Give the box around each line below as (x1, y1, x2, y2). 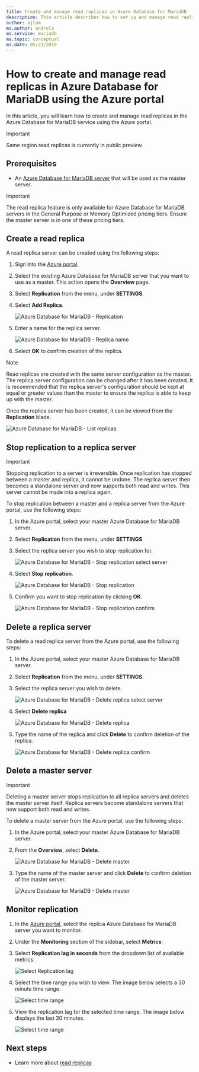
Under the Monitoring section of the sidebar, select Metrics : (14, 938, 163, 945)
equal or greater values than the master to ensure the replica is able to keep (6, 389, 191, 397)
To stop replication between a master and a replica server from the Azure (6, 500, 185, 508)
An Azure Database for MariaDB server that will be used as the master (14, 175, 187, 182)
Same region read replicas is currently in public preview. (6, 141, 143, 148)
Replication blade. (6, 414, 52, 421)
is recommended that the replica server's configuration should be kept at (6, 383, 185, 391)
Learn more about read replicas (14, 1059, 92, 1066)
